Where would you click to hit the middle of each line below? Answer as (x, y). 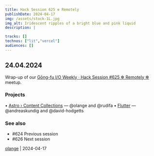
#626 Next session (31, 139)
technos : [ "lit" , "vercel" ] (32, 41)
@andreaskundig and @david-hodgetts (44, 111)
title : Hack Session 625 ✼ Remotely (42, 10)
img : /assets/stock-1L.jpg (32, 19)
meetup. (13, 82)
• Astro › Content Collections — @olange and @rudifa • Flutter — (70, 105)
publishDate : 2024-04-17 (30, 14)
